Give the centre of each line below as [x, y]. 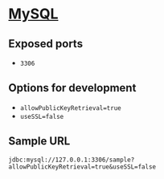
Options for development [72, 88]
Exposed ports [45, 44]
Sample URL [39, 141]
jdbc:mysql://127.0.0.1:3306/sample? [72, 160]
